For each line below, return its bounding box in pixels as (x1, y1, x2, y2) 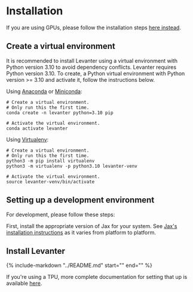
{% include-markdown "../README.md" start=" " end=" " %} (6, 262, 152, 269)
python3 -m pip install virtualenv (6, 158, 95, 164)
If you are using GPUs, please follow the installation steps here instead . (6, 24, 181, 31)
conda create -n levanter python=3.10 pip (6, 109, 114, 116)
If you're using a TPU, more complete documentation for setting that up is (6, 273, 188, 281)
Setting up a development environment (6, 195, 155, 205)
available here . (6, 279, 42, 287)
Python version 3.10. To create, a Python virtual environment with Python (6, 70, 185, 77)
